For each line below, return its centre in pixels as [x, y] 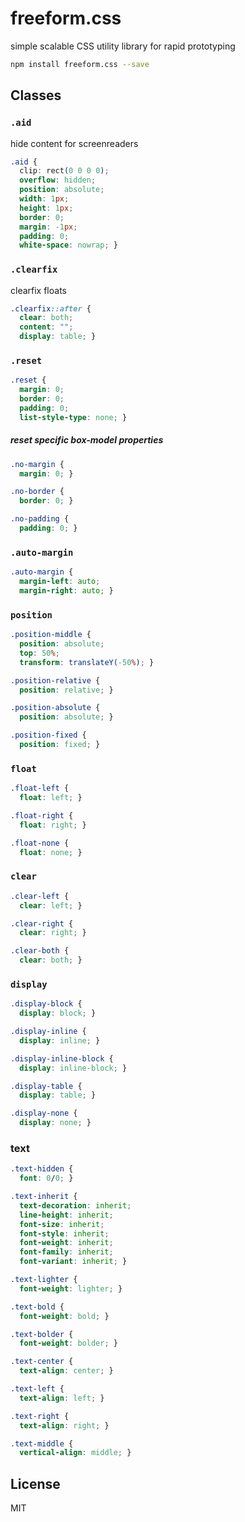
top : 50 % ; [39, 653]
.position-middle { [51, 635]
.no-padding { [40, 519]
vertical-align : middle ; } [75, 1453]
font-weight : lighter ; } [71, 1288]
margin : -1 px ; [48, 227]
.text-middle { [42, 1443]
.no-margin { [37, 464]
